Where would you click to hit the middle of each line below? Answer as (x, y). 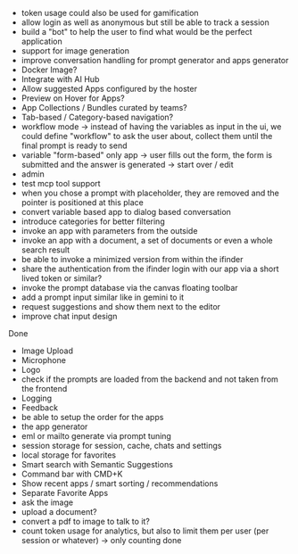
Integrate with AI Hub (60, 79)
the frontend (44, 389)
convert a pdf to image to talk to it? (86, 521)
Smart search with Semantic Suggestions (97, 464)
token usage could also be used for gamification (110, 13)
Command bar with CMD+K (72, 474)
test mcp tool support (61, 183)
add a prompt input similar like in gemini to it (103, 297)
